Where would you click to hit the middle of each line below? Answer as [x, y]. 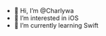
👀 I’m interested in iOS [46, 18]
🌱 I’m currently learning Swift [56, 25]
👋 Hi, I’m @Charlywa [44, 11]
